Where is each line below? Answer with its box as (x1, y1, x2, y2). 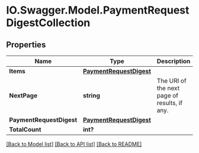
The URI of (156, 77, 187, 84)
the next (156, 84, 179, 92)
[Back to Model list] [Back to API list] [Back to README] (6, 141, 142, 148)
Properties (6, 40, 46, 50)
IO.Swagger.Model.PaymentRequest (6, 4, 190, 17)
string (82, 92, 101, 99)
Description (156, 57, 191, 65)
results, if (156, 99, 182, 107)
